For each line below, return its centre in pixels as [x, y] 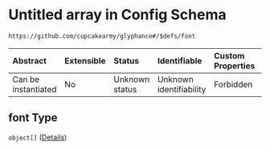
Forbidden [233, 84]
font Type [33, 118]
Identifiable [180, 60]
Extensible [85, 60]
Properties [235, 66]
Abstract [29, 60]
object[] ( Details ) [38, 137]
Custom [229, 55]
